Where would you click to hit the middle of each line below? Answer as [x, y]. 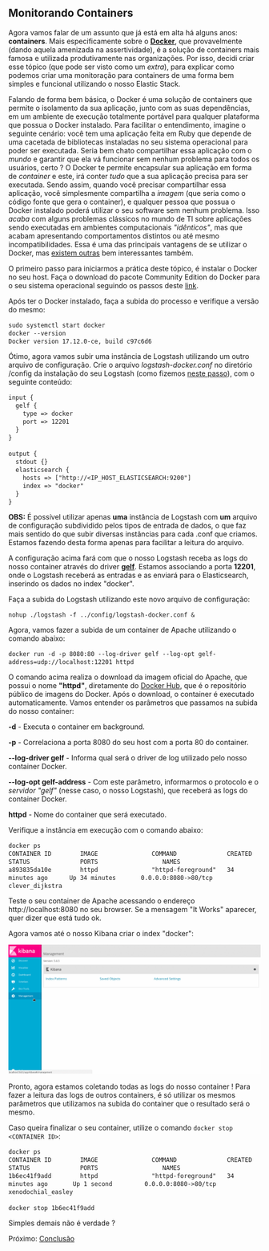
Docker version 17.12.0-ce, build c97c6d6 [80, 341]
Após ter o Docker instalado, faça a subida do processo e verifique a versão [134, 301]
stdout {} [32, 462]
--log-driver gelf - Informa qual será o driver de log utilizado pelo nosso [128, 757]
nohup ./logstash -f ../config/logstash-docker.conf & [102, 615]
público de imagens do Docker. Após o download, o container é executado [131, 694]
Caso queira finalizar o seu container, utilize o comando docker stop [121, 1128]
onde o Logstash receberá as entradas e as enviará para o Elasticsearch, [128, 575]
